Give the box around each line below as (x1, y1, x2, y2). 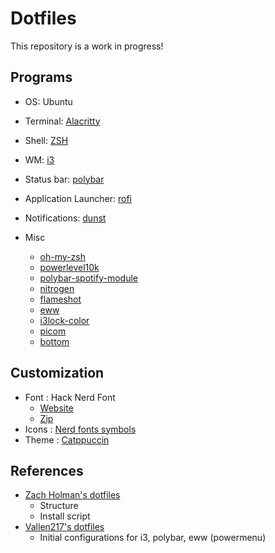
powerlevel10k (39, 261, 100, 273)
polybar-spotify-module (39, 272, 139, 284)
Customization (10, 365, 105, 382)
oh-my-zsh (39, 250, 86, 262)
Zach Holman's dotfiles (24, 489, 121, 501)
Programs (10, 69, 73, 86)
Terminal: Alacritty (24, 115, 101, 127)
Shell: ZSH (24, 134, 69, 146)
